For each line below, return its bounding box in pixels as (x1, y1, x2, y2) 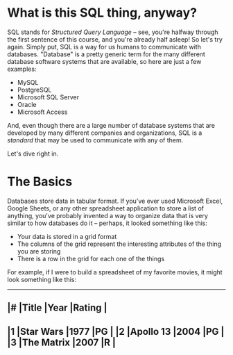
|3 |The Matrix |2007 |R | (7, 336, 116, 348)
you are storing (17, 247, 61, 255)
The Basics (7, 174, 73, 190)
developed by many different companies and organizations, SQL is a (7, 129, 202, 137)
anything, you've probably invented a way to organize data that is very (7, 211, 208, 220)
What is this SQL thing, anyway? (7, 5, 198, 21)
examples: (7, 65, 37, 73)
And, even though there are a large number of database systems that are (7, 121, 216, 129)
